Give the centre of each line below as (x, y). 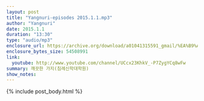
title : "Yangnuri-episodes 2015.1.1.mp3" (59, 18)
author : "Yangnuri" (31, 23)
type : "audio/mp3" (29, 40)
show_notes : (21, 74)
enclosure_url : (25, 46)
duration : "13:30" (29, 35)
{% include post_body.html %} (45, 91)
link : (13, 57)
